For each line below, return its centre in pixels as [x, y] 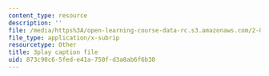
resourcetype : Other [43, 45]
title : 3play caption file [53, 52]
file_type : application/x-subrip [64, 38]
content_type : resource [48, 15]
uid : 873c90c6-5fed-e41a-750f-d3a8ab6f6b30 [82, 60]
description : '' [35, 23]
